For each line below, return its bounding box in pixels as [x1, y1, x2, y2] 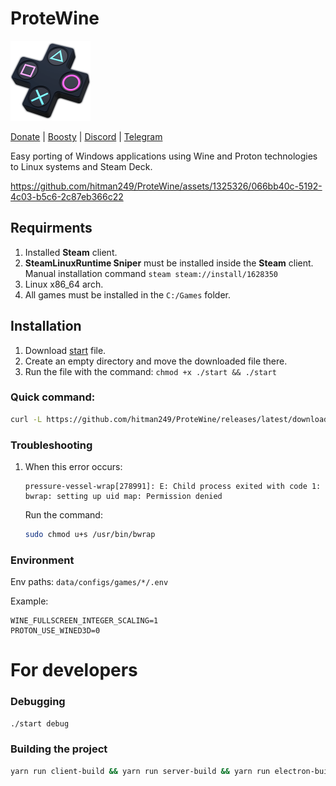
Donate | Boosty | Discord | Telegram [10, 130, 163, 142]
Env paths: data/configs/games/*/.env [10, 576, 169, 588]
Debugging [10, 695, 66, 709]
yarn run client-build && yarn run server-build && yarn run [10, 766, 271, 776]
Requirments [10, 220, 93, 237]
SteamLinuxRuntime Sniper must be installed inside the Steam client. [24, 257, 314, 269]
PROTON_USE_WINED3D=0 [10, 626, 101, 636]
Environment [10, 553, 75, 567]
